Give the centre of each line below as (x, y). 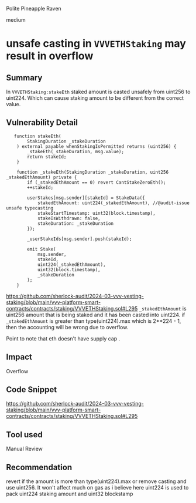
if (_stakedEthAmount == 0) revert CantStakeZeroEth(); (97, 182)
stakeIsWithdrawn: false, (69, 218)
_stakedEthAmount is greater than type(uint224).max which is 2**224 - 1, (94, 321)
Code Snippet (32, 390)
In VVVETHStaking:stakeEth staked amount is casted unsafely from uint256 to (98, 92)
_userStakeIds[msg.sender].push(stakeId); (80, 239)
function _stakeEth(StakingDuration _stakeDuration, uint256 (92, 172)
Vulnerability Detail (42, 123)
